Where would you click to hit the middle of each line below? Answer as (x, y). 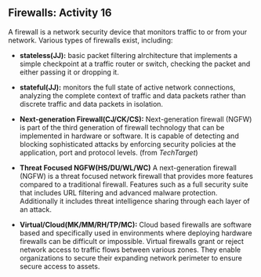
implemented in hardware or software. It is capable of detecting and (129, 136)
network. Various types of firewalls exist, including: (91, 40)
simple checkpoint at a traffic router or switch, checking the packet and (135, 64)
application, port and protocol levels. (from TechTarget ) (109, 152)
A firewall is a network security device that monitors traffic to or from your (128, 31)
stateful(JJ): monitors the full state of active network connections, (127, 87)
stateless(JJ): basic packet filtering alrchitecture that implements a (128, 55)
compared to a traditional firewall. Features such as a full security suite (134, 184)
